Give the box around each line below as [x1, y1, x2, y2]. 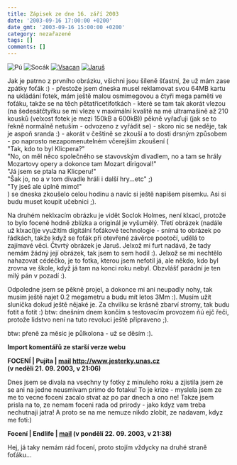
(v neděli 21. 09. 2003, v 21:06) [7, 364, 101, 373]
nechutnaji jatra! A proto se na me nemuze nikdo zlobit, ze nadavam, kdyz [7, 408, 224, 416]
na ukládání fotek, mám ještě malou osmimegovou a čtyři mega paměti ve [7, 92, 223, 100]
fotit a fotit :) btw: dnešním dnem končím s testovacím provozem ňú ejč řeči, [7, 308, 229, 316]
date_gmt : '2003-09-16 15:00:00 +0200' [7, 23, 126, 31]
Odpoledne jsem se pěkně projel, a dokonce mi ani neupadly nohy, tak [7, 285, 213, 293]
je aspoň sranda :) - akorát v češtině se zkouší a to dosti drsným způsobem [7, 129, 228, 138]
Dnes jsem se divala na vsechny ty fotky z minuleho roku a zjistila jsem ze [7, 378, 224, 386]
